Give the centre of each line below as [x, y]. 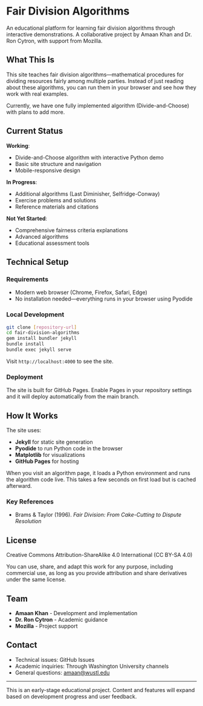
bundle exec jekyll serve [39, 350]
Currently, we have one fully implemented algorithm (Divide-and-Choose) [98, 105]
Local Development [35, 315]
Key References [30, 501]
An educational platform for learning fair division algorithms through [91, 28]
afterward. [19, 486]
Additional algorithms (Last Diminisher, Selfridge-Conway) [87, 194]
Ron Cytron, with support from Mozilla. [54, 41]
